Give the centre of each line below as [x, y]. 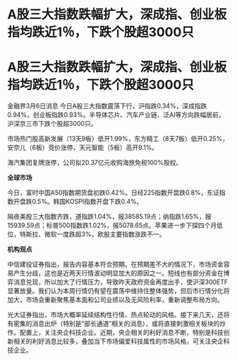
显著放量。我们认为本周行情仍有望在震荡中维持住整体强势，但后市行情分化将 [119, 291]
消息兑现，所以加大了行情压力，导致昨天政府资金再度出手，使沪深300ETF [121, 282]
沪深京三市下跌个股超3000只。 [52, 124]
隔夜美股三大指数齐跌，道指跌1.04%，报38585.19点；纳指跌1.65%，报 [109, 217]
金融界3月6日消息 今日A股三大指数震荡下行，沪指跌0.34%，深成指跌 [107, 106]
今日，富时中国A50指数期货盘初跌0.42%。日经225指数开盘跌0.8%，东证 [114, 193]
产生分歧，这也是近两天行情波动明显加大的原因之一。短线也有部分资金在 [118, 273]
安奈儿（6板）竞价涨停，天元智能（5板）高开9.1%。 [83, 148]
